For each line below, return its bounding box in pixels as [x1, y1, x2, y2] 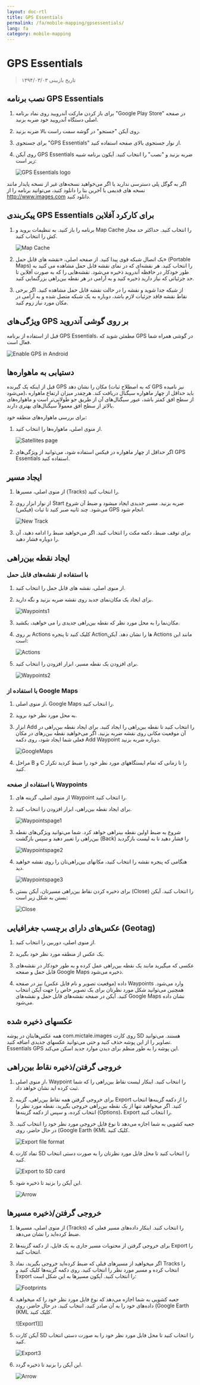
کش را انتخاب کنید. [15, 232, 58, 240]
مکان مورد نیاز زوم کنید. [15, 299, 68, 306]
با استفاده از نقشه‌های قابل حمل [7, 571, 88, 579]
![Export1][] [15, 1320, 43, 1327]
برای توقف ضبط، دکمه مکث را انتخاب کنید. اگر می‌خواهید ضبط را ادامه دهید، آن [15, 529, 191, 537]
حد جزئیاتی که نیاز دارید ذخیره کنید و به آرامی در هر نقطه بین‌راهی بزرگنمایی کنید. [15, 274, 195, 281]
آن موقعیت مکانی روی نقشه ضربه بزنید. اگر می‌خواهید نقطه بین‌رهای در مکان [15, 730, 186, 737]
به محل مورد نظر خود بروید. [15, 712, 77, 719]
